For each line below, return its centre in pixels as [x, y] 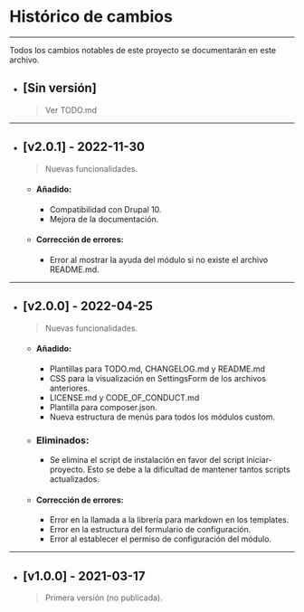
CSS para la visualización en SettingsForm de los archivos [158, 378]
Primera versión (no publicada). [104, 598]
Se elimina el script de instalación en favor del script [147, 460]
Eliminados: [62, 440]
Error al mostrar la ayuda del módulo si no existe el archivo [159, 259]
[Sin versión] [59, 88]
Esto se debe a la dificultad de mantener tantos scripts [189, 470]
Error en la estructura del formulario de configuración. [150, 530]
